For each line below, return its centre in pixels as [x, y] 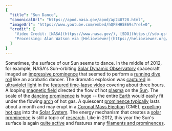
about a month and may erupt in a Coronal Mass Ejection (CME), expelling [83, 106]
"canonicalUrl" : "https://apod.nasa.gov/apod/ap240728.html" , [78, 20]
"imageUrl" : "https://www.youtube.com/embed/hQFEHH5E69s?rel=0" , [81, 24]
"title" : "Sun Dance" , [34, 15]
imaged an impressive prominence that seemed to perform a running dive [83, 74]
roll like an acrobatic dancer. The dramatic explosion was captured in [78, 79]
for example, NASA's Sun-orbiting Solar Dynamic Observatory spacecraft [83, 68]
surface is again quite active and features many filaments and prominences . [85, 123]
